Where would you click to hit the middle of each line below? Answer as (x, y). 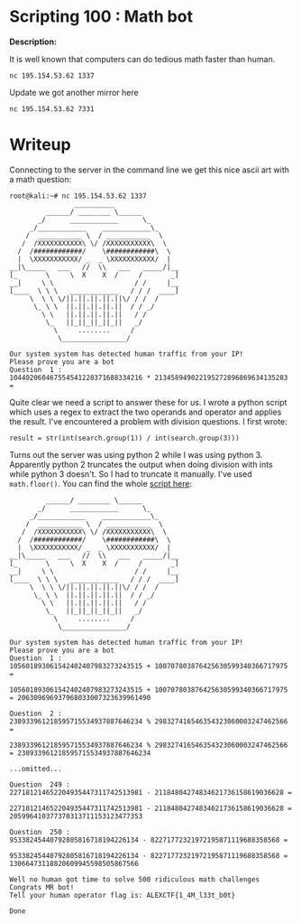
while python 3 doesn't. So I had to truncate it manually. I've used (131, 474)
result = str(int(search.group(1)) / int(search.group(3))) (125, 438)
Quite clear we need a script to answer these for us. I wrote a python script (148, 402)
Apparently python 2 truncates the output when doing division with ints (141, 464)
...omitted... (36, 769)
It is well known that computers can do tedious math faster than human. (142, 59)
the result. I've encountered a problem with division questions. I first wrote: (149, 421)
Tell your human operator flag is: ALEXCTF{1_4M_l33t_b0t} (123, 895)
